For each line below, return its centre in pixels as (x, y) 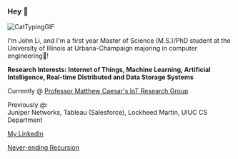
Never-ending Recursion (44, 148)
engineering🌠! (28, 56)
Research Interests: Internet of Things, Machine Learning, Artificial (109, 70)
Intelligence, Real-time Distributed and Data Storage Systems (101, 77)
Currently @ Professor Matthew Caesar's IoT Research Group (98, 91)
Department (25, 120)
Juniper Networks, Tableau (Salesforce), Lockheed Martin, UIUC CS (108, 113)
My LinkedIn (26, 134)
